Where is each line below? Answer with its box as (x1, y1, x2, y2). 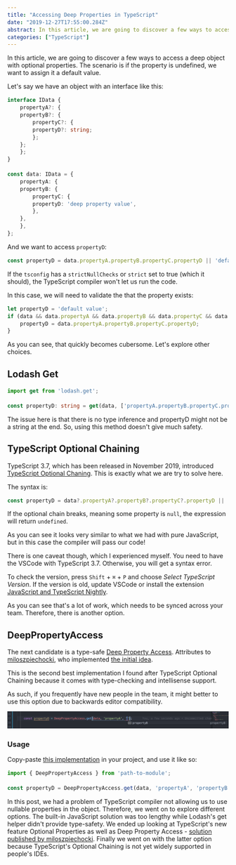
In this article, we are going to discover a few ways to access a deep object (7, 53, 225, 62)
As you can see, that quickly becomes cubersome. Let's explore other (7, 341, 210, 349)
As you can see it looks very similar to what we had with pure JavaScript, (7, 531, 219, 539)
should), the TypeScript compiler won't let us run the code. (7, 277, 178, 286)
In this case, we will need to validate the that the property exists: (7, 291, 194, 299)
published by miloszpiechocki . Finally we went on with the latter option (7, 834, 212, 843)
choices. (7, 348, 32, 356)
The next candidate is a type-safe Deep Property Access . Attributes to (7, 648, 211, 656)
